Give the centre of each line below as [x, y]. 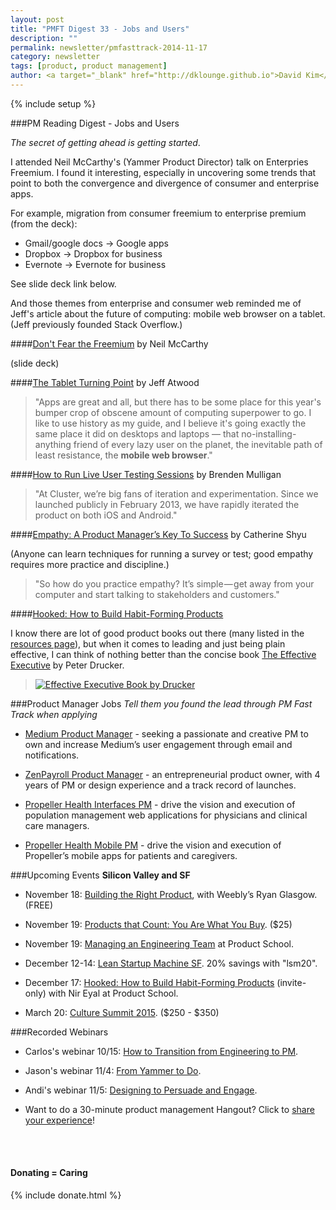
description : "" [44, 38]
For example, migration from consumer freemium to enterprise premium [158, 213]
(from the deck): [44, 223]
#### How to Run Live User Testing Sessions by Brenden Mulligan [146, 474]
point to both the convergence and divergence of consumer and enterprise [165, 183]
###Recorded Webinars [59, 1032]
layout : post [37, 19]
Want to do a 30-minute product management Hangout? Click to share [169, 1109]
